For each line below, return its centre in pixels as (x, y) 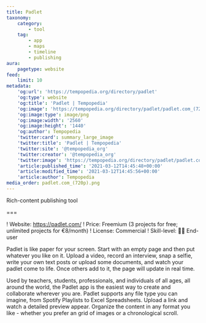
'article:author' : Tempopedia (56, 177)
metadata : (19, 86)
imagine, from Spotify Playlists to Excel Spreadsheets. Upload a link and (97, 300)
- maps (37, 47)
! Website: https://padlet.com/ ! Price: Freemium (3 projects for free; (92, 224)
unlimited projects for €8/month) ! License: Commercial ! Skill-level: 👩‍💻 (96, 230)
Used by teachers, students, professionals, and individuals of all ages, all (98, 280)
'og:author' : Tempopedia (49, 132)
